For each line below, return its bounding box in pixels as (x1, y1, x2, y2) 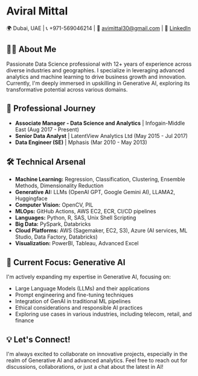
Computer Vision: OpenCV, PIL (14, 201, 94, 208)
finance (14, 317, 34, 324)
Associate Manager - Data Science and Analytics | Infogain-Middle (14, 119, 185, 127)
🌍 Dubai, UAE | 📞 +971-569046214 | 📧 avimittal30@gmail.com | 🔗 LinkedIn (6, 24, 191, 31)
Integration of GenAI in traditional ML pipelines (14, 298, 131, 305)
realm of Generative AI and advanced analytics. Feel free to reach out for (6, 357, 188, 364)
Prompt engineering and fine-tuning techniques (14, 291, 134, 299)
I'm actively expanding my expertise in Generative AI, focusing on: (6, 273, 171, 281)
